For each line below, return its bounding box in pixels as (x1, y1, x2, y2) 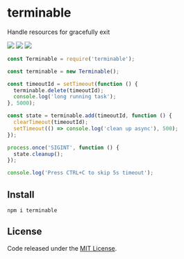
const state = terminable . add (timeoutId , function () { (7, 112, 172, 119)
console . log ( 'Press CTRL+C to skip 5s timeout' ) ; (7, 170, 154, 177)
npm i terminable (7, 207, 58, 214)
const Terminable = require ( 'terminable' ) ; (7, 55, 135, 62)
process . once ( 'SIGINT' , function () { (7, 144, 119, 151)
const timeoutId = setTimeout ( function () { (7, 80, 138, 87)
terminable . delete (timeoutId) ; (13, 87, 104, 94)
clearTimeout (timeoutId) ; (13, 119, 89, 126)
